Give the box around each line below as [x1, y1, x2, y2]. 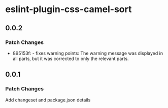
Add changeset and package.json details [5, 97, 91, 103]
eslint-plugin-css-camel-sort [5, 4, 132, 15]
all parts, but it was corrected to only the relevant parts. [12, 56, 129, 62]
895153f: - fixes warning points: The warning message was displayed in [12, 50, 163, 56]
